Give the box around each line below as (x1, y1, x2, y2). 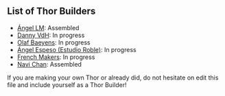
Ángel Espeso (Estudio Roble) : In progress (16, 45, 137, 53)
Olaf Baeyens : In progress (16, 38, 91, 47)
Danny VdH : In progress (16, 31, 85, 39)
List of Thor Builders (7, 5, 96, 17)
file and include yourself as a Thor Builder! (7, 80, 127, 88)
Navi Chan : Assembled (16, 60, 82, 68)
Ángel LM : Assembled (16, 23, 80, 32)
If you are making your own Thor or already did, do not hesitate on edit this (7, 73, 219, 82)
